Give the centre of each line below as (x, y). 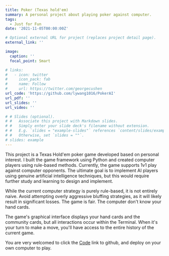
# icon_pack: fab (28, 79)
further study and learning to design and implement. (59, 181)
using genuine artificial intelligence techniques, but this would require (77, 176)
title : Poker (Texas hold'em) (37, 10)
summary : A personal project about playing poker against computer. (78, 15)
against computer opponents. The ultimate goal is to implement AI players (82, 170)
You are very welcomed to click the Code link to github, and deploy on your (83, 242)
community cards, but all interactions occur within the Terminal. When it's (81, 222)
